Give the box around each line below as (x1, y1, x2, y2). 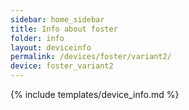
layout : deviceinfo (10, 42, 92, 53)
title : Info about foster (10, 24, 118, 34)
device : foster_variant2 (10, 61, 114, 71)
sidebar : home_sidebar (10, 14, 105, 25)
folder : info (10, 33, 65, 43)
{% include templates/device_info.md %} (10, 89, 180, 100)
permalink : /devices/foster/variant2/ (10, 52, 172, 62)
